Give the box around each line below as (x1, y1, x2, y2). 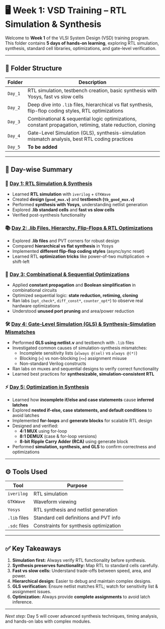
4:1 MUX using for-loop (19, 428, 67, 434)
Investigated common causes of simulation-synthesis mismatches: (12, 345, 147, 351)
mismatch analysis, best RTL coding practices (27, 136, 134, 142)
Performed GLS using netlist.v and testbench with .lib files (12, 340, 135, 346)
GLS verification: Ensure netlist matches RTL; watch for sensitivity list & (12, 583, 158, 589)
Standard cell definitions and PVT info (33, 515, 121, 521)
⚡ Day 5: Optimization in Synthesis (5, 383, 89, 390)
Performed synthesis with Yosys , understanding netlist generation (12, 202, 148, 208)
